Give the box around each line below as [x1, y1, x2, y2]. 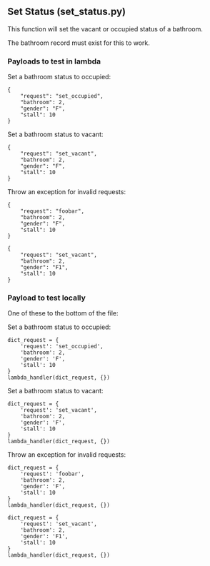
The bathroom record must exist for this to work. [7, 39, 150, 47]
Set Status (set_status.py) [7, 6, 126, 18]
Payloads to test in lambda [7, 56, 101, 66]
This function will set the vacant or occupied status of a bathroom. [7, 24, 204, 33]
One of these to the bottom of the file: [7, 309, 119, 318]
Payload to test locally [7, 293, 86, 303]
